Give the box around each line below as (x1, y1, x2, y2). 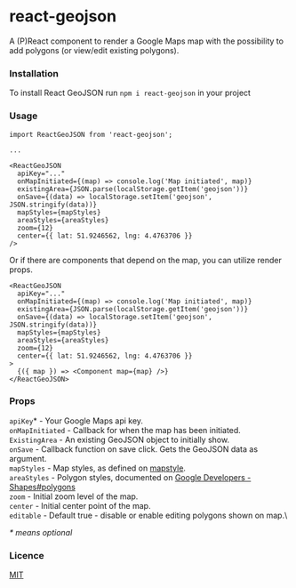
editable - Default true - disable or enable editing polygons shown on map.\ (9, 510, 288, 520)
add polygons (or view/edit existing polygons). (9, 44, 180, 55)
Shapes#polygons (9, 481, 76, 492)
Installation (9, 67, 60, 79)
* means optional (9, 527, 73, 537)
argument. (9, 453, 47, 463)
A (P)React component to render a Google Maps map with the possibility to (9, 36, 284, 46)
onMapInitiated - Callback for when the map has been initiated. (9, 424, 242, 435)
